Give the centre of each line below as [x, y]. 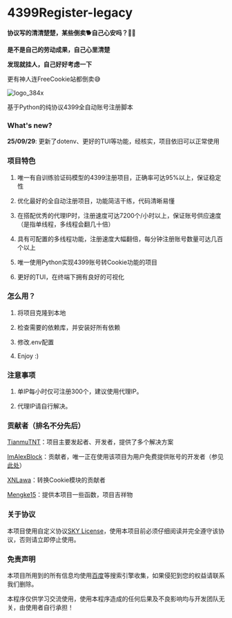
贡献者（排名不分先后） [46, 426]
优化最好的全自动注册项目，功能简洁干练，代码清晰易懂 [96, 200]
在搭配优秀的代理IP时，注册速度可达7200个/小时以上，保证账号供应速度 [119, 215]
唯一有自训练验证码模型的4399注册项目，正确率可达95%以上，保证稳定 [119, 177]
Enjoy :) [28, 356]
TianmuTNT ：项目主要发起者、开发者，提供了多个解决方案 [90, 442]
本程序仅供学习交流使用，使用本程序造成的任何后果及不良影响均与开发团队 [113, 599]
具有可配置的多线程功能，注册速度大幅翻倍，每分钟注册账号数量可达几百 [120, 238]
